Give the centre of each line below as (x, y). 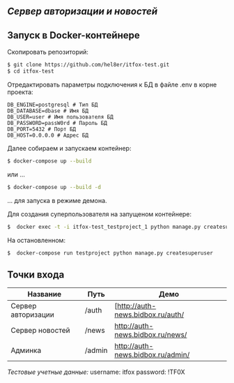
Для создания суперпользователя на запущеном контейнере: (100, 214)
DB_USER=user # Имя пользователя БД (60, 117)
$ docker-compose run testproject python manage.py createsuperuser (110, 253)
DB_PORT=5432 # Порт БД (42, 129)
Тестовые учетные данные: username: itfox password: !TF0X (96, 372)
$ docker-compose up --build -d (54, 187)
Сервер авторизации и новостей (83, 12)
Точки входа (36, 275)
